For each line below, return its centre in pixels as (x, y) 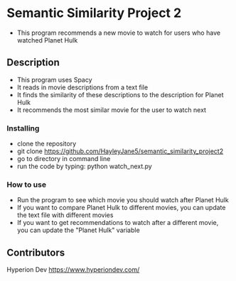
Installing (23, 128)
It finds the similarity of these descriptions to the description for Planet (120, 94)
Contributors (36, 252)
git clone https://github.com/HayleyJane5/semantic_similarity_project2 (120, 151)
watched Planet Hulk (47, 40)
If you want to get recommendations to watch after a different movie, (118, 223)
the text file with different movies (65, 215)
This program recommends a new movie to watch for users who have (119, 33)
